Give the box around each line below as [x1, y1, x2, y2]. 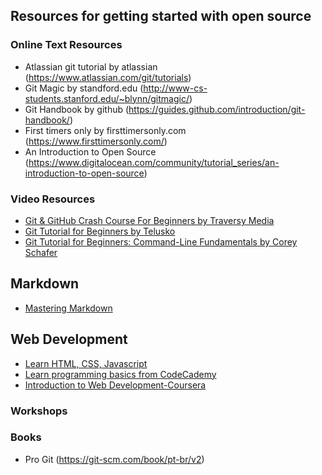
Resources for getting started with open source [10, 8, 312, 25]
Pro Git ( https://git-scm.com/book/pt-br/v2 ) [24, 453, 205, 465]
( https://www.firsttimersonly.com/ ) [24, 135, 168, 147]
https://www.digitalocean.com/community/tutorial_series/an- [28, 156, 280, 168]
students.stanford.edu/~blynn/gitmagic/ [24, 92, 190, 104]
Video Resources [10, 192, 96, 206]
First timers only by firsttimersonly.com [24, 124, 187, 136]
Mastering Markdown [24, 302, 113, 314]
